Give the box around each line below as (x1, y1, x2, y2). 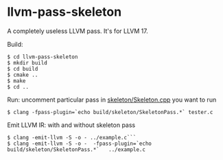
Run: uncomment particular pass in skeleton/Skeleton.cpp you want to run (7, 95, 217, 104)
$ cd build (7, 65, 38, 72)
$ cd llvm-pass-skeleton (7, 53, 78, 60)
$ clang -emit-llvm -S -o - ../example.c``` (7, 134, 137, 141)
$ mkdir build (7, 59, 48, 66)
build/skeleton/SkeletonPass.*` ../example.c (7, 146, 146, 153)
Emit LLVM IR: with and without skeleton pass (7, 121, 136, 129)
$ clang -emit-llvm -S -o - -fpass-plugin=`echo (7, 140, 152, 147)
